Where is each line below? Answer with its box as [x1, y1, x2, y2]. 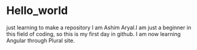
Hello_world [6, 4, 68, 18]
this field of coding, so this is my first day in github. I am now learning [6, 30, 181, 37]
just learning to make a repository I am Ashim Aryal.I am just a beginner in [6, 24, 192, 31]
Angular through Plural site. [6, 37, 75, 44]
